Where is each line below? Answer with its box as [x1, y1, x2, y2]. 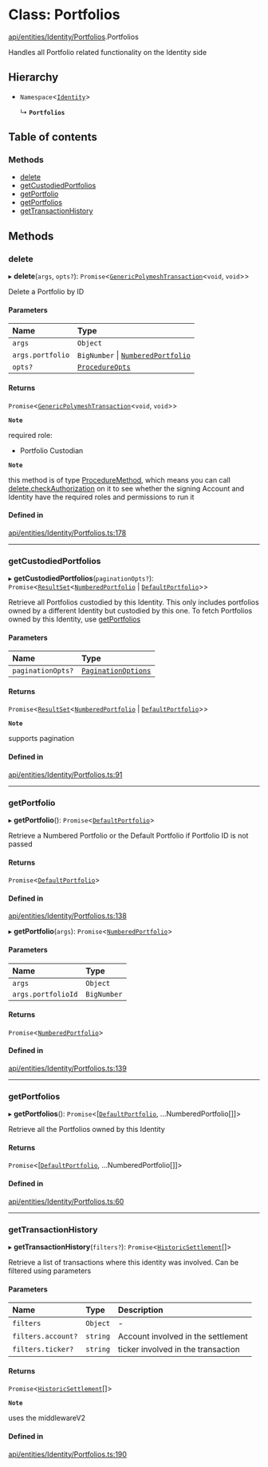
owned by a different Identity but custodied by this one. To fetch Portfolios [8, 606, 253, 616]
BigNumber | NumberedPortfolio [77, 349, 191, 361]
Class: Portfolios [8, 6, 121, 24]
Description [118, 1304, 164, 1315]
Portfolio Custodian [19, 445, 84, 455]
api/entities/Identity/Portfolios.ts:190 [8, 1449, 128, 1459]
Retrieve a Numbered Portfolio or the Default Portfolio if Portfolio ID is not [8, 830, 249, 840]
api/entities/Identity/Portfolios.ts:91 [8, 770, 123, 779]
